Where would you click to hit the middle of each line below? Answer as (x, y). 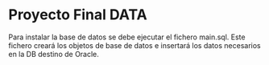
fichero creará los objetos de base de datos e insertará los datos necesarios (134, 45)
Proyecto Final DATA (78, 15)
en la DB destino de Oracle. (54, 54)
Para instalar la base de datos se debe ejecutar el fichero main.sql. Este (127, 37)
